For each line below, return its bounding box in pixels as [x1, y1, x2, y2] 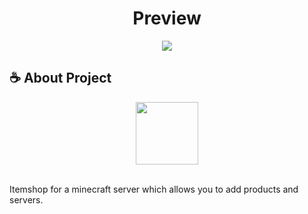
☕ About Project [9, 70, 112, 87]
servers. [9, 193, 44, 206]
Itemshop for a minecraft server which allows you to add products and [9, 183, 299, 195]
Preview [132, 7, 202, 30]
